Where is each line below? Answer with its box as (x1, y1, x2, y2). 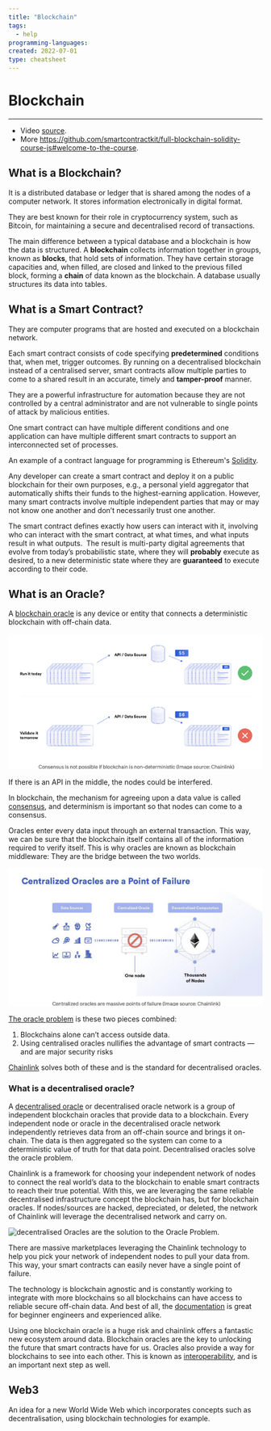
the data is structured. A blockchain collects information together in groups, (8, 245, 261, 255)
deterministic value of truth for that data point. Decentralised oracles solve (8, 1144, 256, 1154)
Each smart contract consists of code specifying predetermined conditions (8, 348, 260, 358)
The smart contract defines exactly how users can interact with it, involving (8, 521, 259, 531)
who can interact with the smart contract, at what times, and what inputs (8, 529, 249, 539)
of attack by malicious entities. (8, 406, 110, 416)
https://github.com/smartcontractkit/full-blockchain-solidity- (39, 134, 240, 144)
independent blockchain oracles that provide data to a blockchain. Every (8, 1109, 249, 1119)
